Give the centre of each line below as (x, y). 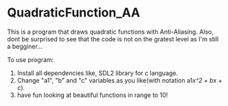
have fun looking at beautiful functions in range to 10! (92, 95)
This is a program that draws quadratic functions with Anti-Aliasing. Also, (111, 32)
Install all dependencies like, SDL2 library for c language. (98, 73)
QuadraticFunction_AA (74, 13)
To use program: (31, 59)
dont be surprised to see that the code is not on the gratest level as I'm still (113, 39)
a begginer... (25, 46)
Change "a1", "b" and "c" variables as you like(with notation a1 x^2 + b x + (119, 80)
